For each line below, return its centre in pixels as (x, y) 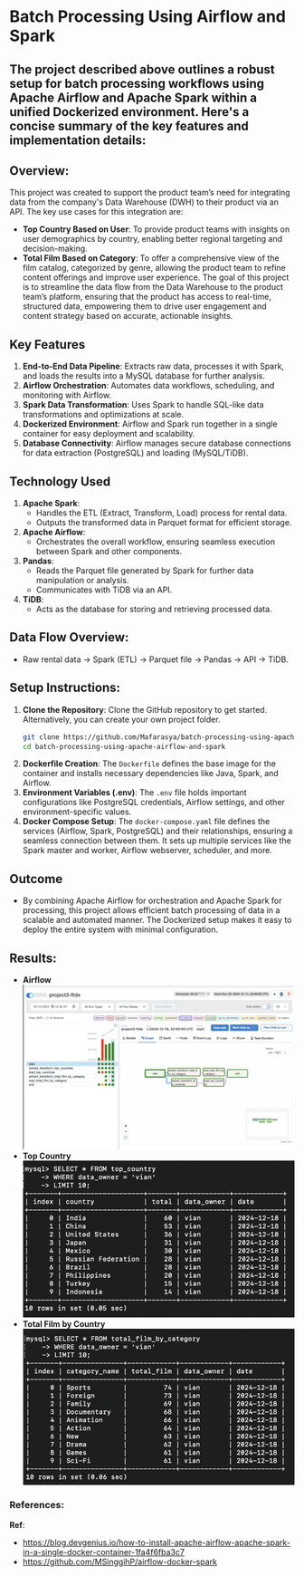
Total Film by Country (64, 1324)
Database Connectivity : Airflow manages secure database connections (157, 443)
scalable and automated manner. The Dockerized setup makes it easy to (157, 920)
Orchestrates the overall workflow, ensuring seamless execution (156, 542)
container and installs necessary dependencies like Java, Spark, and (150, 774)
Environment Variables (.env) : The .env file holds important (134, 793)
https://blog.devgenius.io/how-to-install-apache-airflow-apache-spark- (157, 1542)
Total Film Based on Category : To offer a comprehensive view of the (151, 258)
